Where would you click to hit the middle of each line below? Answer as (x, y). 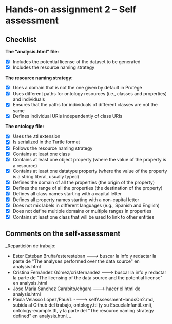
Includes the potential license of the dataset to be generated (77, 62)
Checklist (21, 39)
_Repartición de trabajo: (31, 246)
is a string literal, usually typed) (46, 176)
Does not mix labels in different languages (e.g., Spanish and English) (86, 205)
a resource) (25, 165)
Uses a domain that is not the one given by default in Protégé (77, 88)
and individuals (29, 99)
